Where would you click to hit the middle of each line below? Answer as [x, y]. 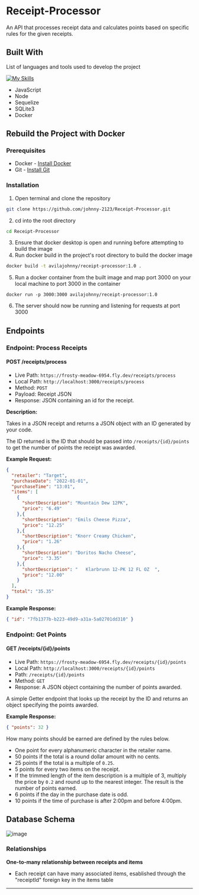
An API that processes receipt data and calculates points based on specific [98, 27]
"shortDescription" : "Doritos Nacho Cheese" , [79, 553]
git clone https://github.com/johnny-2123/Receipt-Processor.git [88, 209]
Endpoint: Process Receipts [47, 348]
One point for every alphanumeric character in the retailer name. [93, 750]
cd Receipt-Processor [33, 231]
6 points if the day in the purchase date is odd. [71, 794]
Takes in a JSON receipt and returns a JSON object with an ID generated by [99, 423]
